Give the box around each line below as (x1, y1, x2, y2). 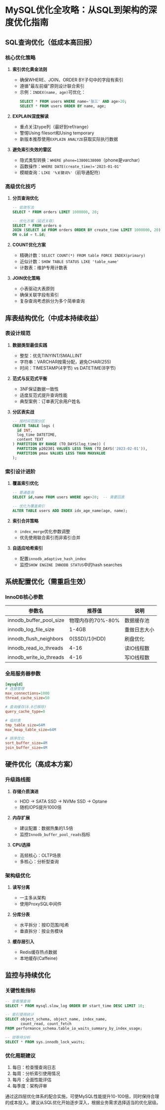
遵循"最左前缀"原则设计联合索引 (19, 83, 85, 89)
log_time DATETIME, (17, 432, 57, 437)
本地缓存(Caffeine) (19, 955, 58, 961)
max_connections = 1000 (5, 691, 50, 696)
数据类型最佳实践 (12, 342, 47, 348)
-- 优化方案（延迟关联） (12, 218, 56, 223)
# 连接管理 (5, 686, 25, 691)
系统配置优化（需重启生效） (5, 577, 90, 586)
